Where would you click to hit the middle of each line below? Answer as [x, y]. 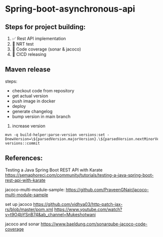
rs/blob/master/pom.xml [29, 209]
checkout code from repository [43, 90]
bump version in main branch [41, 116]
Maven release [28, 70]
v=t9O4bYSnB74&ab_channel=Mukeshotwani [50, 214]
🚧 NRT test [23, 44]
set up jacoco [19, 204]
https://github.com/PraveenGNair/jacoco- [107, 189]
